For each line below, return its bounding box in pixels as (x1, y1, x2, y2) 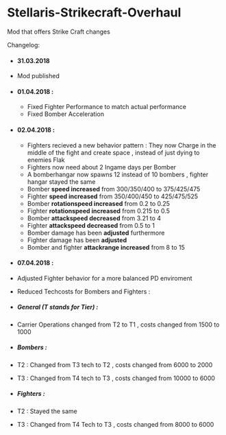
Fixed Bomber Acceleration (27, 110, 105, 118)
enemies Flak (27, 156, 65, 164)
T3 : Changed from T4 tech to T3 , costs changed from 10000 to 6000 (16, 374, 216, 382)
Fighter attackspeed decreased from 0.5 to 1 (27, 221, 155, 229)
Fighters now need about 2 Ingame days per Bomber (27, 163, 177, 171)
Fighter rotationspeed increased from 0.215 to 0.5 (27, 207, 170, 215)
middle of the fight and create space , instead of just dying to (27, 148, 200, 156)
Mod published (16, 72, 60, 80)
